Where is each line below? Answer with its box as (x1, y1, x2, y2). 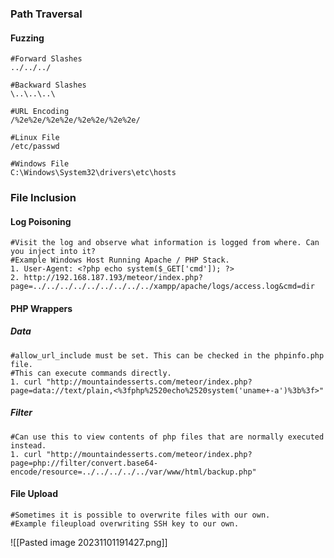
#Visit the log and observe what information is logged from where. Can (10, 238, 320, 248)
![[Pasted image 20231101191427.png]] (10, 536, 168, 548)
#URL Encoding (10, 107, 70, 117)
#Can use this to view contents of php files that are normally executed (10, 432, 325, 442)
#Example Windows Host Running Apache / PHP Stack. (10, 255, 230, 266)
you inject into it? (10, 247, 97, 257)
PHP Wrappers (10, 302, 73, 314)
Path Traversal (10, 7, 83, 21)
